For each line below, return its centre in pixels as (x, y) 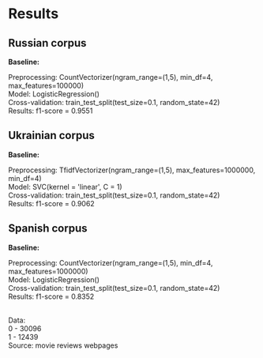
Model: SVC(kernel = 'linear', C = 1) (65, 187)
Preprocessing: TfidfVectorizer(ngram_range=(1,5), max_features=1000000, (132, 170)
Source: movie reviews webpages (63, 345)
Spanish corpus (48, 229)
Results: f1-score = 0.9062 (51, 203)
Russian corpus (47, 43)
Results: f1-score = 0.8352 (51, 296)
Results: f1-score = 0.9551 (51, 111)
